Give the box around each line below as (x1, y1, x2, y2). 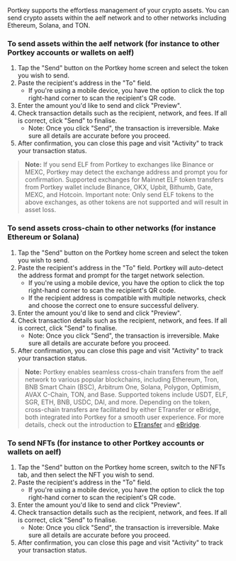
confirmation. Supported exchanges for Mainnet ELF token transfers (24, 175, 224, 184)
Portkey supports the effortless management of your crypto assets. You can (7, 6, 229, 14)
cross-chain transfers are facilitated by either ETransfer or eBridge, (24, 405, 221, 413)
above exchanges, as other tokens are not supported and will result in (24, 198, 229, 206)
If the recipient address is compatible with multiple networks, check (28, 294, 227, 302)
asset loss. (24, 206, 57, 214)
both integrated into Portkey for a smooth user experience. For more (24, 413, 225, 421)
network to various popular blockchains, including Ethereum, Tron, (24, 375, 220, 384)
